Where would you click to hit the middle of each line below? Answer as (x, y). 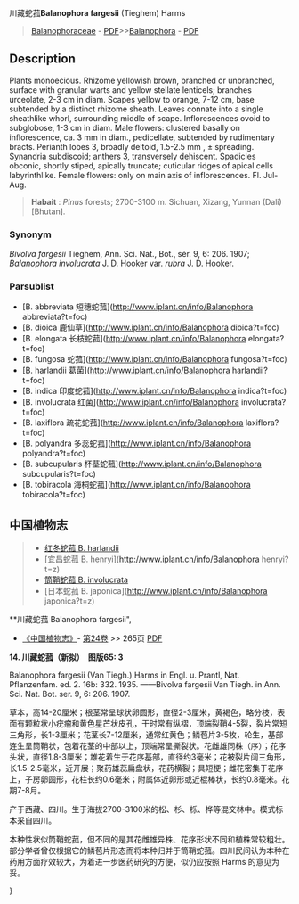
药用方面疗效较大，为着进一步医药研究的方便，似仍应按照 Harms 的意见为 (145, 862)
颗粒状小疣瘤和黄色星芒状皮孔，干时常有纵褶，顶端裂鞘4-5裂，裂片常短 (156, 724)
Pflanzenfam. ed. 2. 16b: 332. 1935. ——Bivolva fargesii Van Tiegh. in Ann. (145, 685)
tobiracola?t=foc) (54, 495)
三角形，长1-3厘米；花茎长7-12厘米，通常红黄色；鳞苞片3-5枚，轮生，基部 (146, 735)
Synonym (30, 234)
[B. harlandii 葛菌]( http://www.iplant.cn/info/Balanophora (126, 370)
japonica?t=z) (69, 601)
